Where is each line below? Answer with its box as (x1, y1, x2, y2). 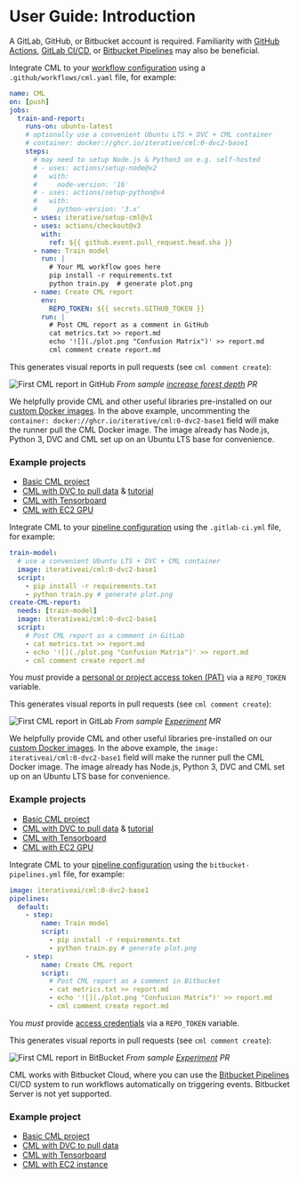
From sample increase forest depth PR (116, 378, 258, 389)
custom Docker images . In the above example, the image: (9, 743, 220, 754)
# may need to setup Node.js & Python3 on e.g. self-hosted (32, 155, 261, 164)
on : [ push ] (9, 97, 50, 106)
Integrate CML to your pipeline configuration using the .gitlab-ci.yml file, (9, 522, 282, 533)
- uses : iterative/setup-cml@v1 (32, 214, 153, 222)
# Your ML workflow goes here (48, 262, 162, 272)
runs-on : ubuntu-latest (25, 122, 114, 131)
